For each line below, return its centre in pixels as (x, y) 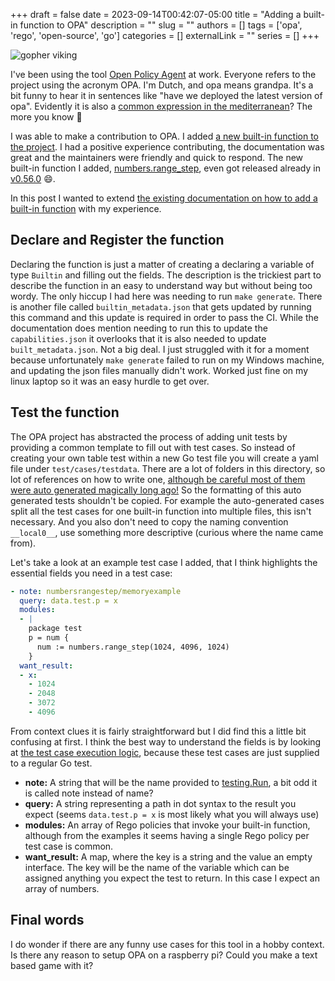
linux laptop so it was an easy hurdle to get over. (110, 381)
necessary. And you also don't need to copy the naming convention (149, 521)
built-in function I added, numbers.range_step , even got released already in (165, 168)
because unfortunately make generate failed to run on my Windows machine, (167, 360)
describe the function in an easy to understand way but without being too (161, 285)
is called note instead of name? (89, 793)
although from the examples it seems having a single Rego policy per (167, 835)
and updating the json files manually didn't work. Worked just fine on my (159, 370)
